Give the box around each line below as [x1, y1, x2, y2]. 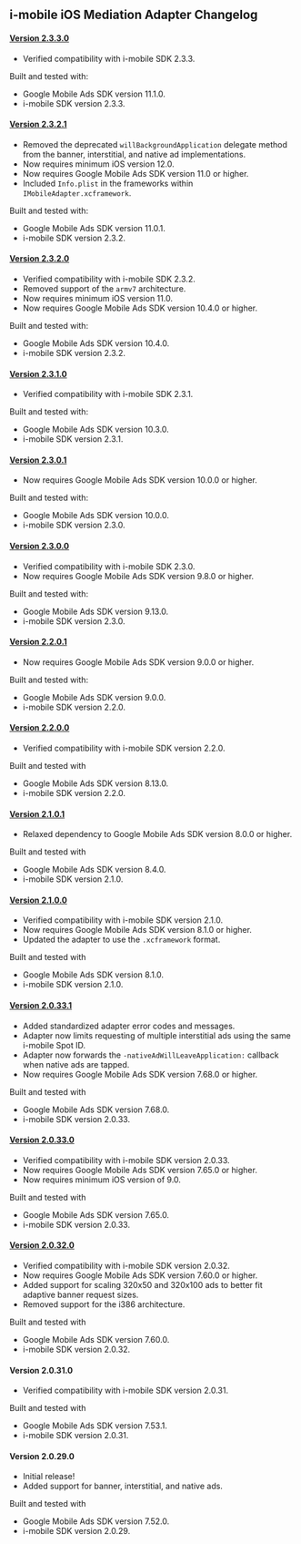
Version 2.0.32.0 [9, 1240, 75, 1251]
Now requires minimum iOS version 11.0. [22, 293, 173, 303]
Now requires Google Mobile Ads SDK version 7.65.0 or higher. [22, 1164, 257, 1175]
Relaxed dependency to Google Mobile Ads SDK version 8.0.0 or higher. [22, 829, 293, 840]
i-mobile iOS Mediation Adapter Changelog [9, 7, 258, 23]
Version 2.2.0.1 [9, 637, 67, 648]
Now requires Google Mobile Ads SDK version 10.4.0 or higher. [22, 302, 258, 313]
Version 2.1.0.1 [9, 808, 65, 819]
